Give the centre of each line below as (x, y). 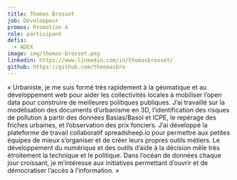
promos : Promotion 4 (38, 27)
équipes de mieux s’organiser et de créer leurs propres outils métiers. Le (114, 140)
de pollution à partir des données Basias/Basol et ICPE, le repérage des (112, 117)
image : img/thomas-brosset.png (54, 54)
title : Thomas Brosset (41, 14)
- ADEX (23, 47)
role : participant (35, 34)
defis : (17, 41)
